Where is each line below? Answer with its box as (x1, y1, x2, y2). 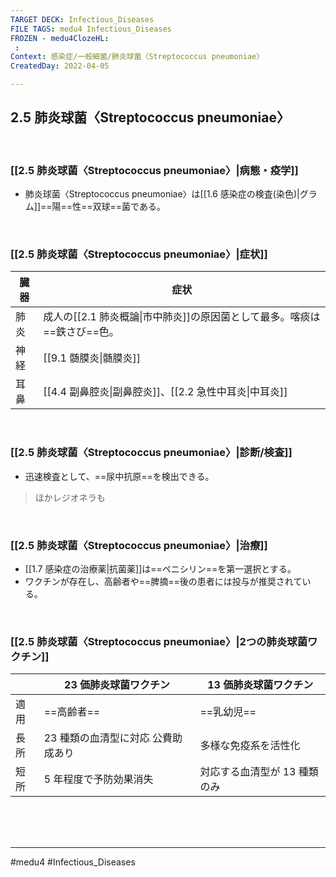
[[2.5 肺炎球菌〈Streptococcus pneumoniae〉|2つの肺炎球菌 (10, 634, 308, 648)
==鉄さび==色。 (43, 325, 120, 339)
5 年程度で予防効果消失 (43, 772, 154, 786)
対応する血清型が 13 (199, 765, 297, 779)
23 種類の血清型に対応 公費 (43, 731, 173, 745)
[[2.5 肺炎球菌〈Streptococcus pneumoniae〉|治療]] (10, 538, 268, 552)
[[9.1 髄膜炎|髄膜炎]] (43, 351, 141, 365)
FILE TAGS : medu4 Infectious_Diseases (10, 24, 172, 34)
